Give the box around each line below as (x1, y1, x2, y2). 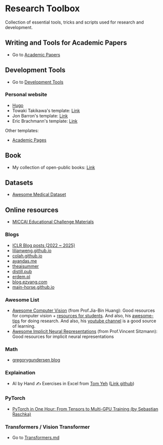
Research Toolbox (5, 3, 80, 14)
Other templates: (5, 127, 39, 133)
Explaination (5, 369, 36, 376)
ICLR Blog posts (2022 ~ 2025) (12, 242, 75, 248)
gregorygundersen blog (12, 357, 60, 363)
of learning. (12, 323, 36, 329)
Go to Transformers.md (12, 435, 60, 441)
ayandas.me (12, 258, 37, 264)
